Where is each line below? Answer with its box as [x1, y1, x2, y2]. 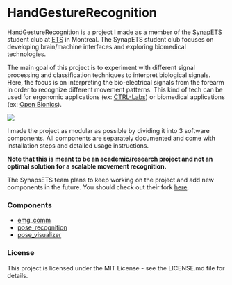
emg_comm [17, 216, 51, 225]
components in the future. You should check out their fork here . [7, 182, 190, 191]
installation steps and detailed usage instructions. [7, 141, 149, 150]
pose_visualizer [17, 231, 62, 239]
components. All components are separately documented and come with [7, 134, 215, 142]
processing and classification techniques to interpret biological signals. [7, 71, 210, 79]
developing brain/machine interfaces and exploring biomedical [7, 42, 186, 51]
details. [7, 271, 28, 279]
